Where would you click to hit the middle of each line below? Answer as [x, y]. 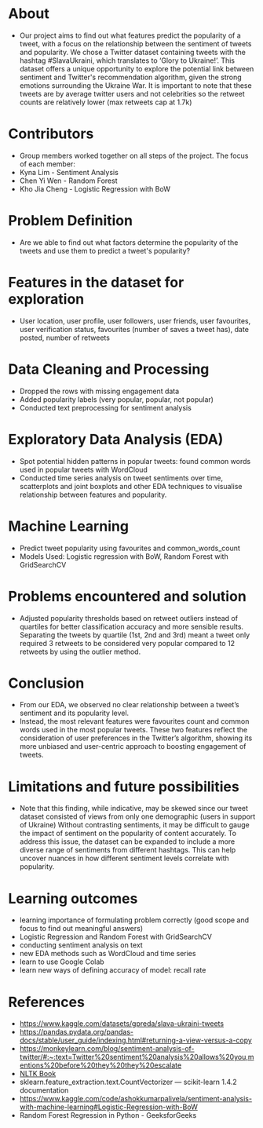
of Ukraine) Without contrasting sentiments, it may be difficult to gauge [134, 825]
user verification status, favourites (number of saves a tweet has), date [134, 329]
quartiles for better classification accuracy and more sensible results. [131, 626]
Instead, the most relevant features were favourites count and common [134, 721]
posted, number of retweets [64, 338]
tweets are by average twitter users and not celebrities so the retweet [132, 93]
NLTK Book [38, 1074]
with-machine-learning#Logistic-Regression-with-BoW [108, 1107]
